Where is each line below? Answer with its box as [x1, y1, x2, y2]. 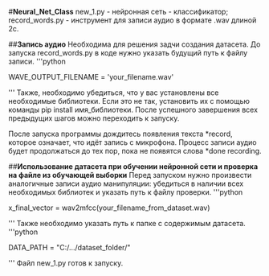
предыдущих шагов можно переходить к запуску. [8, 113, 180, 123]
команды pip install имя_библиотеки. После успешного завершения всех [8, 105, 259, 114]
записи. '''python [8, 56, 67, 66]
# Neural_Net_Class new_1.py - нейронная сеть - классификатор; [8, 7, 229, 16]
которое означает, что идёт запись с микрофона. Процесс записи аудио [8, 138, 257, 147]
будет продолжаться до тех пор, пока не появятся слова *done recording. [8, 146, 262, 155]
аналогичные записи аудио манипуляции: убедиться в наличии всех [8, 179, 244, 188]
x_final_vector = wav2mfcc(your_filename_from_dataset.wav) [8, 203, 210, 212]
